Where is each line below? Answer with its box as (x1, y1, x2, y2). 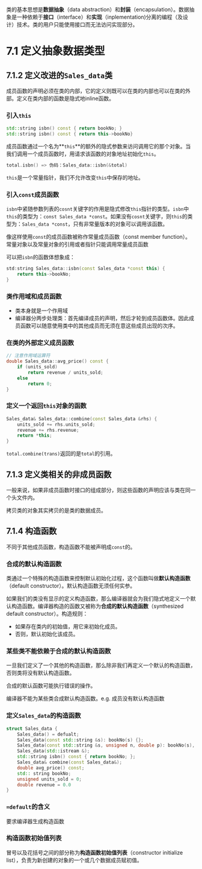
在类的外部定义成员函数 (6, 339, 74, 347)
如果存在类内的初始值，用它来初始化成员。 (14, 623, 121, 630)
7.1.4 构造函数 (6, 526, 57, 536)
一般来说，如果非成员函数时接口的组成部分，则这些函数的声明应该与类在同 (6, 487, 191, 494)
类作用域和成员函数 (6, 292, 62, 300)
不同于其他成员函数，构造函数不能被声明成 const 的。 (6, 543, 136, 551)
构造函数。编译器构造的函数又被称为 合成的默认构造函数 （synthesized (11, 602, 184, 610)
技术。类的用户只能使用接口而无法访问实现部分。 (16, 21, 138, 28)
